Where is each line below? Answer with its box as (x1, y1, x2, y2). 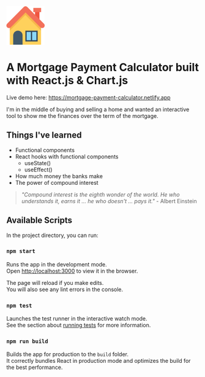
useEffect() (24, 166, 53, 173)
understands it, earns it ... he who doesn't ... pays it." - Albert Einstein (21, 197, 197, 204)
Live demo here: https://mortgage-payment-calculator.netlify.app (6, 93, 171, 101)
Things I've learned (6, 130, 82, 141)
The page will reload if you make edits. (6, 279, 104, 286)
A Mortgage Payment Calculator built (6, 61, 199, 74)
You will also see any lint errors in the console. (6, 286, 124, 293)
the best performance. (6, 363, 63, 371)
